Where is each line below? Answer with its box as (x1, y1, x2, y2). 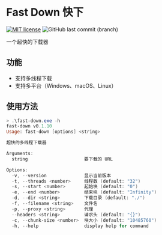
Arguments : (6, 151, 34, 157)
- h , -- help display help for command (11, 223, 149, 229)
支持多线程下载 (14, 75, 52, 82)
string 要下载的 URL (11, 156, 113, 162)
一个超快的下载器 (6, 38, 49, 45)
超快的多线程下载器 (6, 139, 47, 146)
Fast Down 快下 (6, 5, 84, 19)
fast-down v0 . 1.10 (6, 123, 52, 129)
